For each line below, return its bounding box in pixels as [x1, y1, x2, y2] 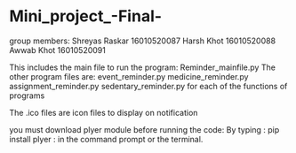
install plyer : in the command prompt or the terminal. [9, 134, 204, 144]
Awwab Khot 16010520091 [9, 44, 107, 55]
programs [9, 90, 45, 101]
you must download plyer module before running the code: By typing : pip [9, 124, 280, 134]
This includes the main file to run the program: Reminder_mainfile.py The [9, 62, 276, 73]
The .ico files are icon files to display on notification [9, 107, 198, 118]
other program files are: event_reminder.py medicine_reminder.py [9, 71, 249, 81]
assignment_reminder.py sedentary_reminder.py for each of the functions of [9, 80, 288, 91]
